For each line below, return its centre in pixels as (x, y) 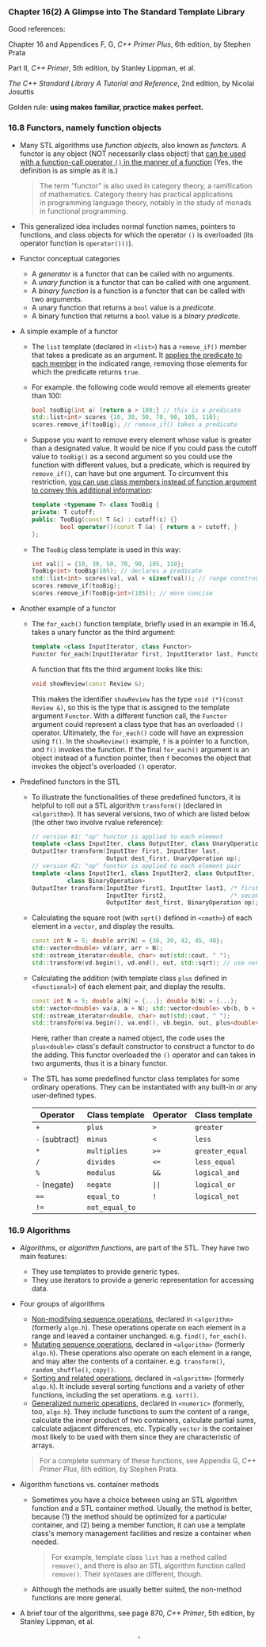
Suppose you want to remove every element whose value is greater (141, 440)
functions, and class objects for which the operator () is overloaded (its (137, 234)
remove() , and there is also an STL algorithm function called (148, 1565)
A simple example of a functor (69, 331)
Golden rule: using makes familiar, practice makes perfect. (106, 107)
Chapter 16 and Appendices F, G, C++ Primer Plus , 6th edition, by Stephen (129, 44)
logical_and (217, 1173)
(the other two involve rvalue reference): (97, 822)
